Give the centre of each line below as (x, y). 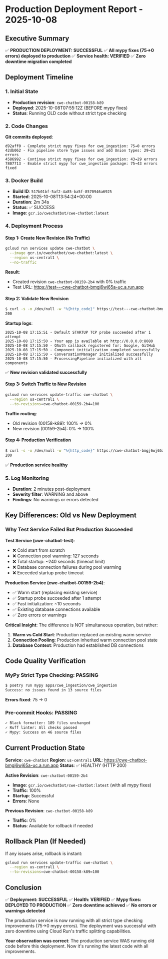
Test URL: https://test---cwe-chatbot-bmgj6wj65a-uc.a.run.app (78, 287)
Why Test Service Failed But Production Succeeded (69, 530)
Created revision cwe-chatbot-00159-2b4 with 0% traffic (69, 282)
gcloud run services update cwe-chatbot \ (50, 249)
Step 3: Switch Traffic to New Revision (46, 384)
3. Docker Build (24, 180)
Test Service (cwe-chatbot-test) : (40, 540)
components (16, 363)
